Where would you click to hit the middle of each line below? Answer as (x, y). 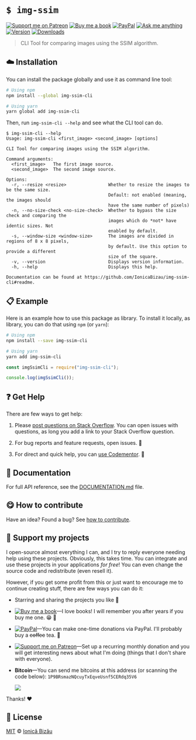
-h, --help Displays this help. (85, 267)
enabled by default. (133, 231)
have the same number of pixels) (149, 205)
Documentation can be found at (44, 278)
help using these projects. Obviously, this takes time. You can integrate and (97, 558)
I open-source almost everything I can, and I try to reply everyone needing (96, 552)
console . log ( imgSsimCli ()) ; (40, 378)
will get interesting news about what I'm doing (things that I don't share (100, 653)
